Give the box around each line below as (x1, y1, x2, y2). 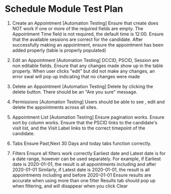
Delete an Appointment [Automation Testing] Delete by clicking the (12, 83, 153, 90)
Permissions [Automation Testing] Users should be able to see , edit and (12, 98, 165, 105)
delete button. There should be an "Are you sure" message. (12, 89, 138, 95)
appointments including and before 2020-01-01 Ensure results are (12, 172, 152, 178)
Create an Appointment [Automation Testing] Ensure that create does (12, 20, 159, 26)
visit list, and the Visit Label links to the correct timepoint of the (12, 125, 145, 131)
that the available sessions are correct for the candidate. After (12, 36, 143, 42)
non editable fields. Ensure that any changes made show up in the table (12, 62, 163, 69)
